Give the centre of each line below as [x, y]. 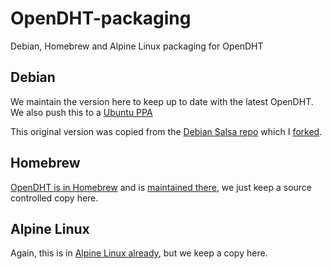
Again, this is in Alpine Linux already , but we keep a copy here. [139, 253]
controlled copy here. [54, 198]
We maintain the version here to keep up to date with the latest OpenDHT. [162, 101]
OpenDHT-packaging [101, 18]
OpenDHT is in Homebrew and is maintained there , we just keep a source [161, 187]
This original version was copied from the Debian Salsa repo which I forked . [166, 131]
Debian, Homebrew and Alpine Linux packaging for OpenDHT [137, 46]
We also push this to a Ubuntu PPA [81, 112]
